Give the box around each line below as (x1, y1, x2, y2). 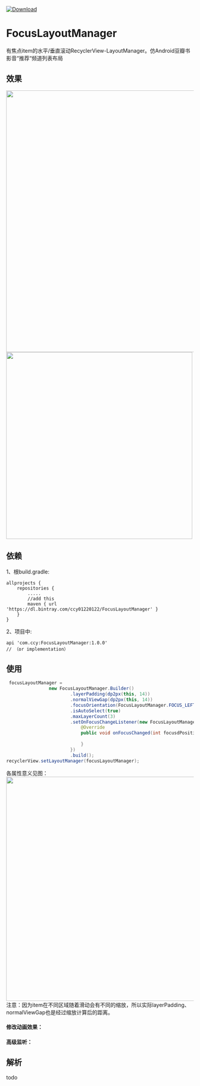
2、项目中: (6, 628, 32, 635)
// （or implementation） (6, 646, 68, 652)
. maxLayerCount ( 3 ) (70, 713, 116, 719)
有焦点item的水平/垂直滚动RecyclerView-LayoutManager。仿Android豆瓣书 (6, 47, 190, 54)
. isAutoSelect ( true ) (70, 707, 121, 714)
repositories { (17, 585, 55, 591)
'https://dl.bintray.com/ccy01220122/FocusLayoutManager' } (6, 606, 159, 612)
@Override (80, 724, 105, 731)
